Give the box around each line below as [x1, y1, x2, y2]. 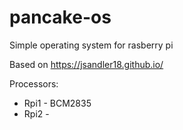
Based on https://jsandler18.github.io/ [9, 58, 164, 70]
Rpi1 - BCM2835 [23, 97, 92, 109]
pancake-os [9, 6, 112, 29]
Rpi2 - [23, 107, 50, 120]
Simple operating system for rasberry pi [9, 39, 174, 51]
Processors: [9, 77, 59, 90]
